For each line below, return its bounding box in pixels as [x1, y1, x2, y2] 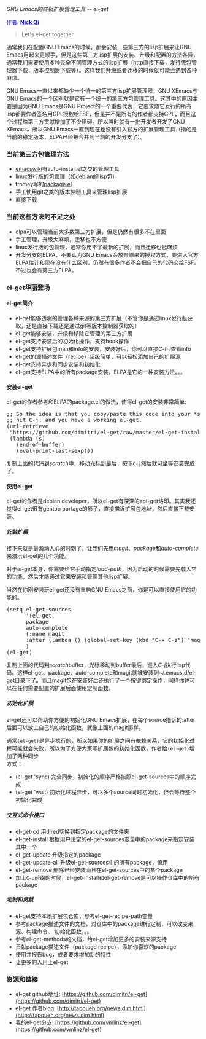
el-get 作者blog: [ [15, 1005, 59, 1012]
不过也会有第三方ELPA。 [15, 266, 77, 273]
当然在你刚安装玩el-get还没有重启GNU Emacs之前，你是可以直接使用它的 [6, 586, 192, 594]
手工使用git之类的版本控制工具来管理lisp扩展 [15, 188, 128, 195]
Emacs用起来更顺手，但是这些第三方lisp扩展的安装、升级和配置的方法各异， [6, 51, 199, 58]
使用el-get [6, 482, 33, 490]
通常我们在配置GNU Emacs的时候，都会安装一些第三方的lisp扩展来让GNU [6, 44, 192, 50]
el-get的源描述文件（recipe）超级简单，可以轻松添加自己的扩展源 [15, 353, 181, 360]
